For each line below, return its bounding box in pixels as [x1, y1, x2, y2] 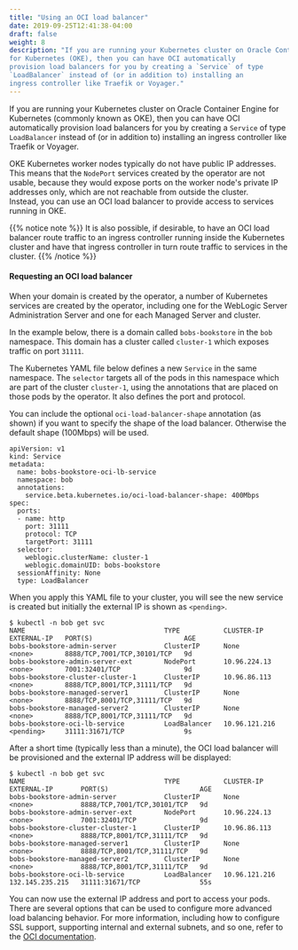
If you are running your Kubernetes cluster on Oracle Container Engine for [9, 103, 279, 114]
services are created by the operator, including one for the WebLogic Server [9, 300, 288, 310]
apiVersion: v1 [9, 444, 66, 453]
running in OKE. [9, 205, 67, 216]
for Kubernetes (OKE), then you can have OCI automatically [9, 54, 237, 63]
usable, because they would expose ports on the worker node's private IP [9, 177, 279, 187]
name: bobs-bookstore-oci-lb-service [17, 467, 157, 476]
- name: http [17, 514, 66, 523]
